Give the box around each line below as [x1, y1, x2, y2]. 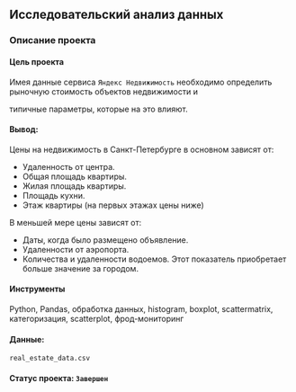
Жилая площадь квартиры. [22, 180, 127, 192]
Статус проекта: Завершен [9, 372, 109, 383]
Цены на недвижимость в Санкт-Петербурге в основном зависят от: [9, 144, 274, 155]
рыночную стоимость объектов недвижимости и [9, 85, 198, 97]
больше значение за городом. [22, 263, 139, 273]
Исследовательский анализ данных [9, 7, 224, 22]
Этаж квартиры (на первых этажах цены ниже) [22, 200, 204, 210]
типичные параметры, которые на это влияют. [9, 103, 188, 114]
